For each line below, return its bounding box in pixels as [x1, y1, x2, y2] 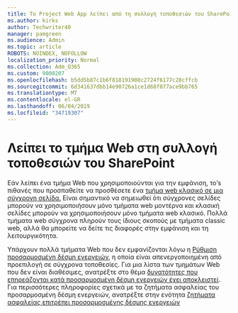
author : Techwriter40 [7, 23, 72, 31]
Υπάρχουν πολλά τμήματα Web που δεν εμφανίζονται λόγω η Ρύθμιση [7, 245, 217, 253]
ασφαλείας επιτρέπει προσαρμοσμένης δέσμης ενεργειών [7, 297, 181, 306]
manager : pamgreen [7, 30, 62, 38]
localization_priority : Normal [7, 57, 100, 64]
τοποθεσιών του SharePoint [7, 155, 175, 171]
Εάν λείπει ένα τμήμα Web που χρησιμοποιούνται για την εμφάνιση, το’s [7, 178, 222, 187]
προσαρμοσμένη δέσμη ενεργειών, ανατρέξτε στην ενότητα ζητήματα [7, 290, 216, 299]
